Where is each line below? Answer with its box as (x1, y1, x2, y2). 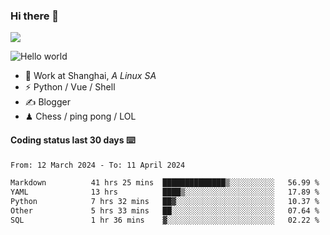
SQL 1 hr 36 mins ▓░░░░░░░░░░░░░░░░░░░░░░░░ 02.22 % (10, 215, 320, 225)
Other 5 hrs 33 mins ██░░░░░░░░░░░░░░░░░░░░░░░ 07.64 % (10, 206, 320, 216)
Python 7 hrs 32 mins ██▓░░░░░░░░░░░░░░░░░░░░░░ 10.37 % (10, 197, 320, 207)
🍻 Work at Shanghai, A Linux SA (24, 70, 157, 82)
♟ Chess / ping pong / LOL (24, 110, 137, 123)
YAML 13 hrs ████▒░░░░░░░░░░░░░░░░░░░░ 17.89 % (10, 187, 320, 198)
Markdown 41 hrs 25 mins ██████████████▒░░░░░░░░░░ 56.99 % (10, 178, 320, 188)
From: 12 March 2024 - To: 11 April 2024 (10, 160, 186, 170)
